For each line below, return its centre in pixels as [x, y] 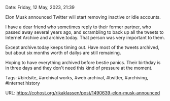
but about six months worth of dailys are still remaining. [63, 53]
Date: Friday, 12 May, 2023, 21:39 [40, 7]
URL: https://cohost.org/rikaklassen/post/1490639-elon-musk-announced [83, 93]
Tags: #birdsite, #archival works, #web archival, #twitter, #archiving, [77, 78]
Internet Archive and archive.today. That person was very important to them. [85, 38]
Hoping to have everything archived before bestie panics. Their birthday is [83, 62]
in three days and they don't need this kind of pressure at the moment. [79, 68]
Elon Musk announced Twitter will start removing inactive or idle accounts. [83, 17]
